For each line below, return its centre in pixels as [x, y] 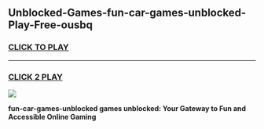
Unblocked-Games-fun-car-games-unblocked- [127, 13]
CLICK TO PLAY [38, 48]
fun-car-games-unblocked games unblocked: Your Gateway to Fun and [127, 108]
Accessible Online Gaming [52, 116]
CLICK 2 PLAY [35, 77]
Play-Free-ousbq [50, 25]
